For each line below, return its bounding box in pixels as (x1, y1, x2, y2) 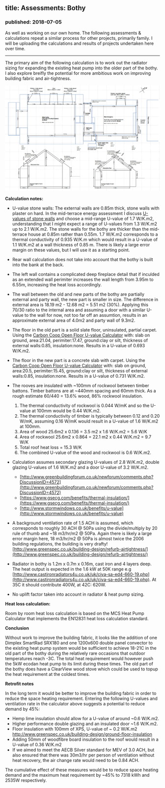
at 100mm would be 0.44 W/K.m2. (31, 408, 101, 414)
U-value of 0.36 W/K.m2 (12, 741, 62, 747)
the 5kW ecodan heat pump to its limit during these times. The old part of (5, 661, 153, 667)
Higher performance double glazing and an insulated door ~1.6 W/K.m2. (12, 721, 158, 727)
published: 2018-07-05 (5, 19, 62, 26)
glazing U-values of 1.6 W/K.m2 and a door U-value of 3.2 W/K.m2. (12, 464, 149, 470)
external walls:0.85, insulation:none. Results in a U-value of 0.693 (12, 342, 145, 348)
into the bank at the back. (12, 262, 64, 268)
